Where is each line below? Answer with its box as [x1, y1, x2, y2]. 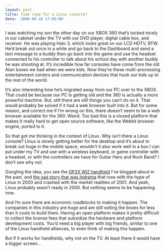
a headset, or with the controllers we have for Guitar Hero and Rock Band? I [5, 154, 160, 160]
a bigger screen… [5, 241, 41, 247]
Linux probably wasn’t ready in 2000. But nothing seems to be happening [5, 185, 155, 191]
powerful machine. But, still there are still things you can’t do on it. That [5, 97, 151, 103]
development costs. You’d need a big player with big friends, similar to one [5, 220, 158, 226]
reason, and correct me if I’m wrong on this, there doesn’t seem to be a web [5, 108, 160, 114]
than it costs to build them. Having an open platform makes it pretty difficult [5, 210, 160, 216]
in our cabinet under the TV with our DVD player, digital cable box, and [5, 35, 149, 41]
